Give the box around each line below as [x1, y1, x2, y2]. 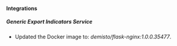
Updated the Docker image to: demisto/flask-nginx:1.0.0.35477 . [14, 33, 172, 40]
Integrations [6, 5, 38, 12]
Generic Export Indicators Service [6, 18, 93, 25]
